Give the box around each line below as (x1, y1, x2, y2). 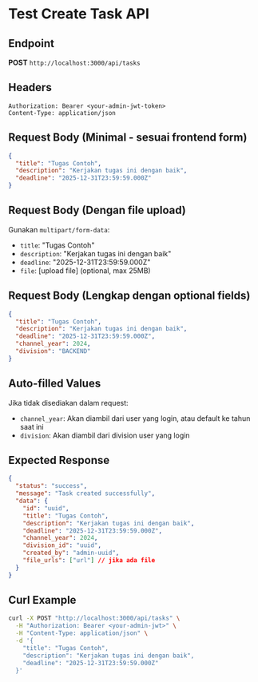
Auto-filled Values (8, 377, 101, 391)
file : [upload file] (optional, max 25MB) (19, 265, 151, 276)
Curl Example (8, 593, 77, 607)
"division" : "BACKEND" (15, 347, 91, 355)
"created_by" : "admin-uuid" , (22, 549, 120, 557)
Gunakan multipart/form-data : (8, 224, 110, 234)
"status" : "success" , (15, 482, 88, 490)
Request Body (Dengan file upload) (8, 204, 186, 217)
